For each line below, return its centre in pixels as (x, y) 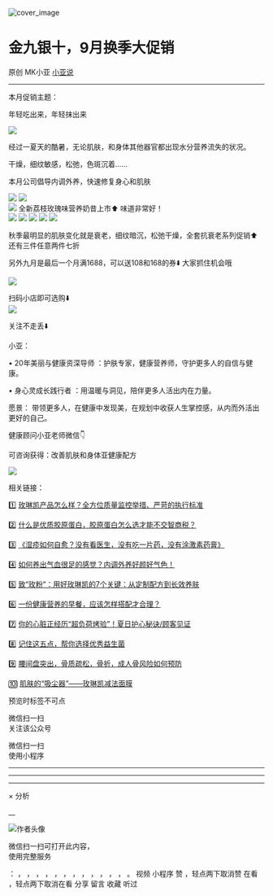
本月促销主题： (33, 97)
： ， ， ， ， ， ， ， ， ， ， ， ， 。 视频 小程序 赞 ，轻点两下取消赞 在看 (133, 873)
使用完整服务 (30, 856)
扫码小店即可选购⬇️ (39, 298)
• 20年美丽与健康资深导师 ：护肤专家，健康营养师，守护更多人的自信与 (127, 363)
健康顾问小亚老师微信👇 (47, 435)
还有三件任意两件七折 (44, 245)
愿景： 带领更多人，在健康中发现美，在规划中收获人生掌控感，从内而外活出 (134, 408)
